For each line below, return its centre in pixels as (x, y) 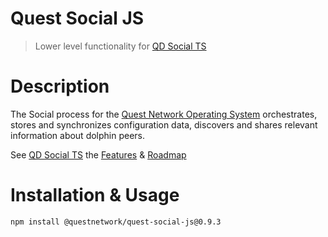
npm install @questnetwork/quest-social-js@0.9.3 (116, 222)
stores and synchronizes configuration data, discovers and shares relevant (164, 124)
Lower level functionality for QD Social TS (120, 46)
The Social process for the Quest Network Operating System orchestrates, (164, 114)
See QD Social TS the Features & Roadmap (98, 154)
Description (60, 86)
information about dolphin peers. (78, 135)
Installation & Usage (95, 195)
